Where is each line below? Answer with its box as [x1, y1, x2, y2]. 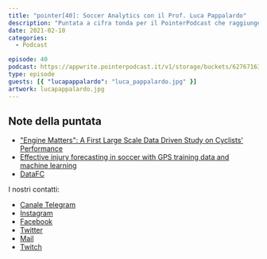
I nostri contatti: [8, 184, 60, 195]
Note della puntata [8, 114, 102, 128]
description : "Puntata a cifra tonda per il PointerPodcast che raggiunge [8, 19, 261, 27]
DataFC [19, 169, 45, 179]
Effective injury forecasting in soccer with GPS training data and [19, 153, 230, 162]
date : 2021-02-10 [8, 26, 66, 34]
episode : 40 [8, 56, 48, 64]
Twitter [19, 226, 44, 235]
